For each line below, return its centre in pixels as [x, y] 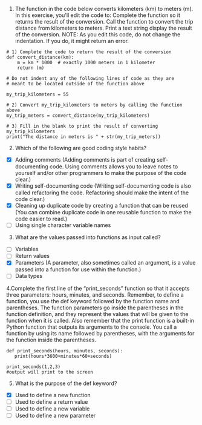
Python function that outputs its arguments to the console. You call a [92, 327]
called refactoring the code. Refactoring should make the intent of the [102, 193]
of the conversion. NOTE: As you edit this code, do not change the [98, 35]
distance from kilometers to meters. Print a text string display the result [103, 28]
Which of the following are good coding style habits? [81, 148]
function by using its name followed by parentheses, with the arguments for [100, 333]
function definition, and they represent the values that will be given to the [97, 314]
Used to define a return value [51, 401]
